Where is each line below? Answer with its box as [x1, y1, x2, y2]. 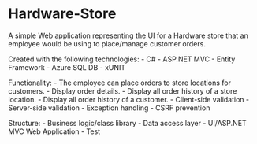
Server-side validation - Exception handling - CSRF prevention [8, 103, 210, 113]
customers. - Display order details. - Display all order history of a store [8, 86, 237, 95]
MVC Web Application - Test [8, 127, 101, 136]
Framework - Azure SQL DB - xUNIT [8, 62, 126, 72]
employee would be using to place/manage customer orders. [8, 39, 207, 48]
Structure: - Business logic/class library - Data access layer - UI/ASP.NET [8, 118, 247, 127]
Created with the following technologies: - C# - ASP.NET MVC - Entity [8, 54, 236, 64]
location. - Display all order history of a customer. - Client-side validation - [8, 94, 250, 104]
